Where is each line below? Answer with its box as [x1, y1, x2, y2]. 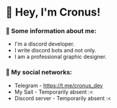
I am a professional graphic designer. [14, 53, 107, 61]
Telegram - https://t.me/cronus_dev [14, 82, 103, 89]
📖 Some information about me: [5, 27, 97, 35]
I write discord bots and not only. [14, 47, 96, 54]
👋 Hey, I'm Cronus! [5, 5, 101, 19]
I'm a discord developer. [14, 40, 75, 47]
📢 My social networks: [5, 68, 72, 77]
